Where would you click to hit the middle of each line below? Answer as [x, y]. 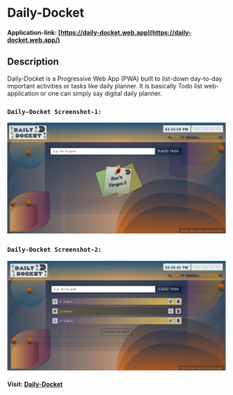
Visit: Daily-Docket [35, 384]
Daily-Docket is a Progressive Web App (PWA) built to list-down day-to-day [115, 79]
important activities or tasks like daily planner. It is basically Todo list [105, 86]
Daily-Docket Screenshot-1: [54, 112]
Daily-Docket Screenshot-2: [54, 250]
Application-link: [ [34, 32]
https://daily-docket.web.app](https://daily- [126, 32]
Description [33, 62]
